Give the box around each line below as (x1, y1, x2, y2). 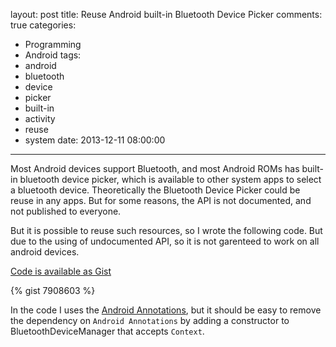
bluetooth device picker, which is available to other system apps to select (19, 174, 322, 185)
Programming (24, 39, 82, 50)
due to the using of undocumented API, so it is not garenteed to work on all (10, 235, 320, 247)
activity (24, 113, 56, 124)
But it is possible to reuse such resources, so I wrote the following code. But (10, 225, 323, 236)
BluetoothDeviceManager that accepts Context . (10, 325, 205, 337)
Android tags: (24, 49, 82, 61)
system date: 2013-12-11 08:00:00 (24, 134, 166, 146)
